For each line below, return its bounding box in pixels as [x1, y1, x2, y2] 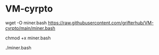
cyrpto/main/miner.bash [5, 25, 56, 31]
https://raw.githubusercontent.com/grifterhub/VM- [48, 20, 154, 26]
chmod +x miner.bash [5, 35, 51, 41]
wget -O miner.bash [5, 20, 47, 26]
